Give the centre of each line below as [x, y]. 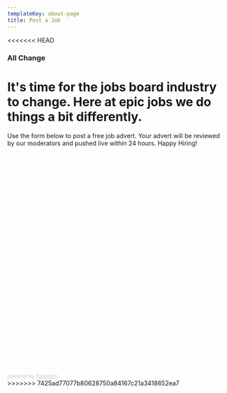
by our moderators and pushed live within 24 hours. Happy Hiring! [102, 143]
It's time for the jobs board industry [112, 87]
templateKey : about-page [43, 14]
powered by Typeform [32, 377]
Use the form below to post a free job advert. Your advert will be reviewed [113, 136]
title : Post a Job [34, 20]
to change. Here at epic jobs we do [109, 102]
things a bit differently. [75, 117]
